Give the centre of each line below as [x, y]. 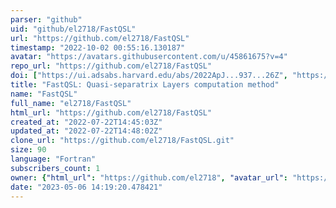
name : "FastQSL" [44, 94]
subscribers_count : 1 [55, 168]
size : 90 [28, 150]
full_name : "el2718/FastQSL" [71, 103]
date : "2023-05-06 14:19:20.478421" [86, 187]
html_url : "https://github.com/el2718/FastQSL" [111, 112]
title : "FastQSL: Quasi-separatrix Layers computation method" [145, 85]
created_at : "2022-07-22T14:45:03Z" [86, 122]
